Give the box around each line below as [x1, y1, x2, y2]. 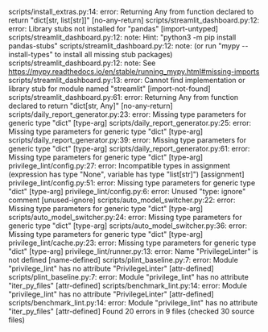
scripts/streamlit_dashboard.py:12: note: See [8, 58, 156, 68]
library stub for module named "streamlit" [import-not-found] [8, 84, 211, 93]
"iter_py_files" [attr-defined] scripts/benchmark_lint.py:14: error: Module [8, 281, 248, 290]
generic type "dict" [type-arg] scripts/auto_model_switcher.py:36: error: [8, 221, 248, 230]
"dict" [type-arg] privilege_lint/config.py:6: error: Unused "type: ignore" [8, 187, 246, 196]
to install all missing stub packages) [55, 50, 173, 59]
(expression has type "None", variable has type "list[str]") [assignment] [8, 169, 245, 179]
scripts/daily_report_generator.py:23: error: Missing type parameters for [8, 110, 247, 119]
